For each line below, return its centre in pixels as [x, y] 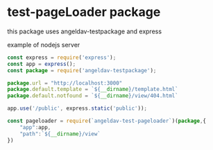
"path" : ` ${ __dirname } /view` [60, 134]
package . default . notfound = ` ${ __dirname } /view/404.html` [93, 96]
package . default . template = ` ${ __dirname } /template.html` [93, 90]
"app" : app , [35, 127]
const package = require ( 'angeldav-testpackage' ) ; [82, 70]
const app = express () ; [42, 64]
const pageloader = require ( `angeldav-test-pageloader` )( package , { [107, 121]
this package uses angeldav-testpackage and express [84, 31]
